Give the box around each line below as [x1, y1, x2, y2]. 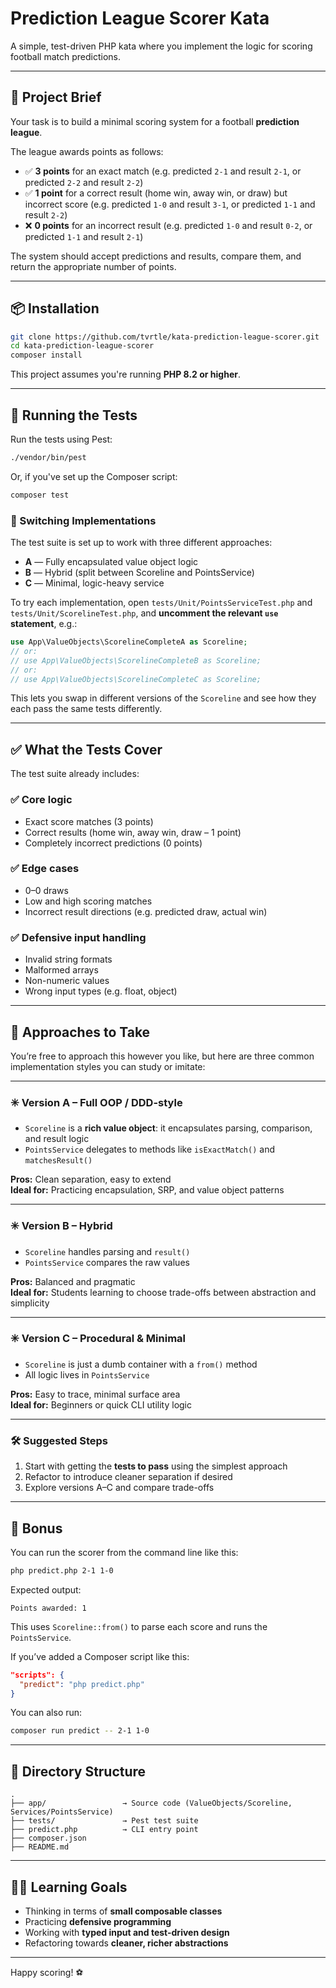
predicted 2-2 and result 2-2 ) [24, 176, 144, 188]
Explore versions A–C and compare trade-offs [24, 1482, 215, 1494]
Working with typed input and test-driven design [24, 1926, 230, 1938]
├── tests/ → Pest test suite [10, 1816, 199, 1826]
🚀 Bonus [10, 1520, 63, 1537]
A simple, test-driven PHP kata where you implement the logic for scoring [10, 40, 313, 52]
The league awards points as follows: [10, 145, 164, 157]
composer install [10, 350, 83, 361]
